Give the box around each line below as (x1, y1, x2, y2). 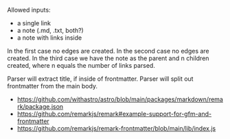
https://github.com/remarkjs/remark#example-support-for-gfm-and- (16, 110, 211, 118)
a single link (16, 19, 51, 27)
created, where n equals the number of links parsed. (7, 62, 156, 69)
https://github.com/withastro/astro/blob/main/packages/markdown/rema (16, 95, 223, 103)
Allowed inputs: (7, 6, 51, 14)
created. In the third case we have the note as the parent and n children (7, 54, 209, 62)
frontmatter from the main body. (7, 82, 98, 90)
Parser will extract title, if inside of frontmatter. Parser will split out (7, 75, 194, 83)
